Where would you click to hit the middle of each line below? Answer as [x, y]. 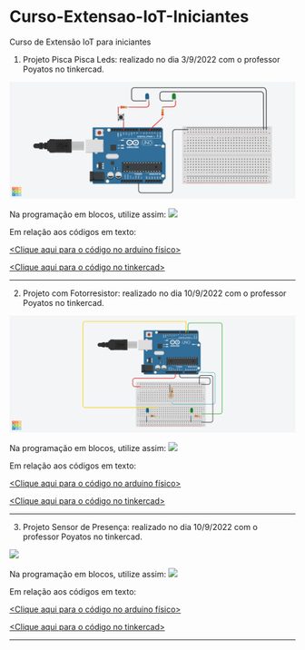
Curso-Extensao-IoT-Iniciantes [129, 17]
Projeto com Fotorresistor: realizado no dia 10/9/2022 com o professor [154, 293]
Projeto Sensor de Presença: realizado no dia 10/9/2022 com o [140, 527]
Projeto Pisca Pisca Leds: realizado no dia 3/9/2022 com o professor [151, 59]
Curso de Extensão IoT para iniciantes [80, 42]
